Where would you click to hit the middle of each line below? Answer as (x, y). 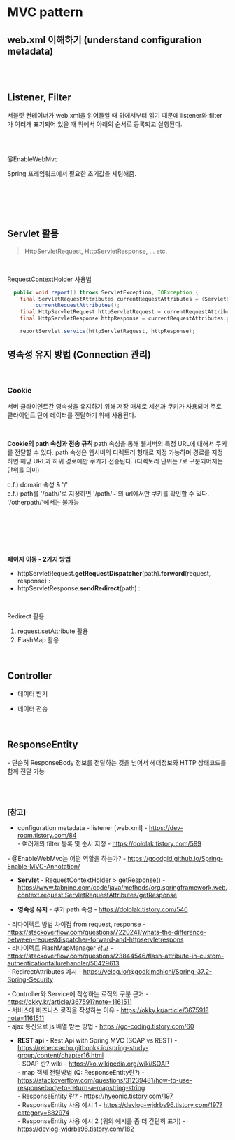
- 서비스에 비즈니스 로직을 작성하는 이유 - (63, 1010)
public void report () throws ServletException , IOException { (106, 292)
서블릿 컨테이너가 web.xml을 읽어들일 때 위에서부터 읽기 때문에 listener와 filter (115, 115)
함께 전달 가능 (26, 771)
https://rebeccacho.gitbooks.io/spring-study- (83, 1047)
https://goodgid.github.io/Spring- (176, 858)
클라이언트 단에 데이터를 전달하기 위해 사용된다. (72, 415)
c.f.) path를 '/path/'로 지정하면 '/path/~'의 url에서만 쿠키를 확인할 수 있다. (108, 493)
